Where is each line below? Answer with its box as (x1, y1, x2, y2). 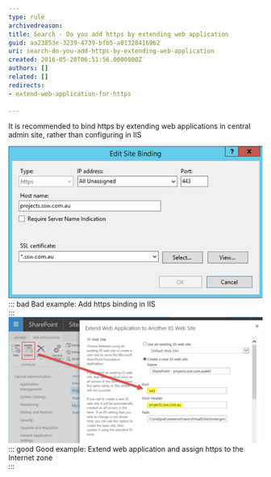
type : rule (8, 13, 45, 21)
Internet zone (8, 453, 53, 462)
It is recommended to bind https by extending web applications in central (8, 121, 252, 131)
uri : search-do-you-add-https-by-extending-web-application (8, 47, 215, 56)
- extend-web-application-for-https (8, 90, 131, 98)
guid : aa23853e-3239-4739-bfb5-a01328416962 (8, 39, 161, 47)
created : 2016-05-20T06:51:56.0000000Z (8, 56, 143, 64)
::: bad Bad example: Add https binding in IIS (8, 299, 156, 309)
